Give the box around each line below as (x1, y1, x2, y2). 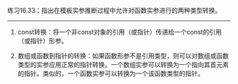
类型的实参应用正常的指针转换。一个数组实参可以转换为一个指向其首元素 (17, 61, 229, 68)
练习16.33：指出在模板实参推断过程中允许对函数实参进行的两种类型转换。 (7, 6, 222, 14)
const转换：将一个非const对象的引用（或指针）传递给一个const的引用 (17, 28, 222, 36)
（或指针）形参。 (17, 37, 68, 44)
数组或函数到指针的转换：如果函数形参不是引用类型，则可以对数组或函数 (17, 52, 229, 60)
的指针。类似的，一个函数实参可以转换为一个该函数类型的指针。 (17, 69, 204, 78)
